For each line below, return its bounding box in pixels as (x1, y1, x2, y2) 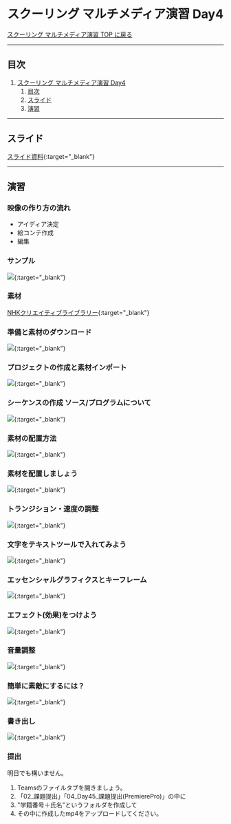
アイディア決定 (16, 220, 60, 228)
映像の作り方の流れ (7, 203, 71, 213)
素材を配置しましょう (7, 468, 78, 478)
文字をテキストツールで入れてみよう (7, 539, 127, 549)
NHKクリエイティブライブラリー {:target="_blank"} (7, 308, 150, 316)
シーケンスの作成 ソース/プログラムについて (7, 398, 151, 408)
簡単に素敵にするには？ (7, 681, 85, 691)
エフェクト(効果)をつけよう (7, 610, 98, 620)
